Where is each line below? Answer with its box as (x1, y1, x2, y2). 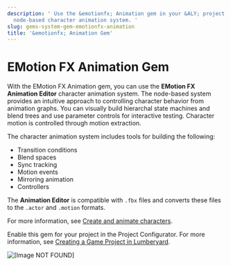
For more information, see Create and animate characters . (7, 217, 173, 225)
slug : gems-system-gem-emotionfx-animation (7, 23, 135, 30)
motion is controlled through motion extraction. (7, 119, 142, 127)
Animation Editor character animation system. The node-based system (7, 89, 212, 98)
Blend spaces (17, 153, 57, 161)
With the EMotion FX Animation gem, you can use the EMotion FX (7, 82, 196, 91)
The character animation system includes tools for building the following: (7, 132, 216, 141)
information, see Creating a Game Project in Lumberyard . (7, 238, 171, 246)
